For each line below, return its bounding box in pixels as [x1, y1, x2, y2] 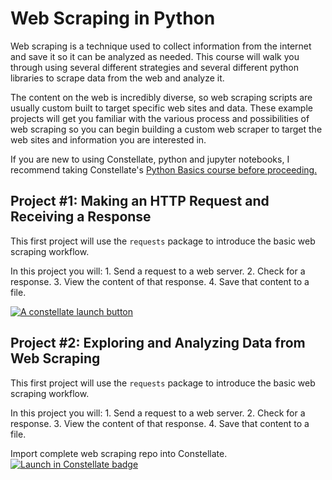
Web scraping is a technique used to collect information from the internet [10, 40, 312, 52]
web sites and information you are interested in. [10, 133, 207, 146]
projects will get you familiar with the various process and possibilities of [10, 112, 310, 124]
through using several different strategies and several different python [10, 61, 299, 73]
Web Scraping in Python [10, 7, 216, 30]
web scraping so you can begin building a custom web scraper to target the [10, 123, 323, 135]
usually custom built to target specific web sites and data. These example [10, 102, 313, 114]
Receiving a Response [10, 208, 152, 226]
